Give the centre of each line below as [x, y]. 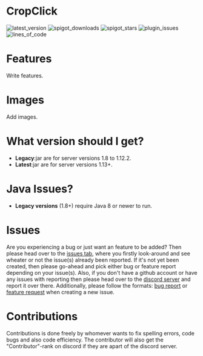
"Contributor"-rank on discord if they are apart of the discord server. [92, 346]
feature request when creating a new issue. [61, 292]
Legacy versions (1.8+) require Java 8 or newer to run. [84, 206]
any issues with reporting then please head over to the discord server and [98, 279]
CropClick [32, 11]
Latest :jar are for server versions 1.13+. [64, 164]
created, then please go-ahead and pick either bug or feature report [91, 266]
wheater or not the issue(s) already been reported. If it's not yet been [93, 260]
